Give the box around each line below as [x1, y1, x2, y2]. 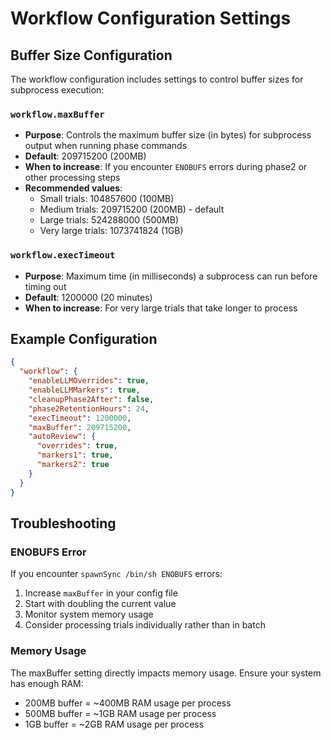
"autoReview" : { [28, 432, 97, 442]
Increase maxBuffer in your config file [24, 587, 178, 599]
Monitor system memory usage [24, 608, 154, 621]
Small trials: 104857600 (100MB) [39, 193, 175, 205]
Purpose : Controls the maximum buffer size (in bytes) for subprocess [24, 129, 312, 141]
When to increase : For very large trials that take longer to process [24, 302, 298, 314]
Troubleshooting [10, 515, 117, 532]
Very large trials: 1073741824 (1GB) [39, 225, 184, 237]
